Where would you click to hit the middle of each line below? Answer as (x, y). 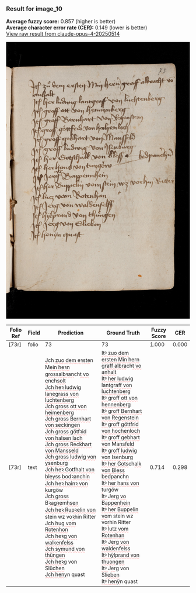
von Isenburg (117, 457)
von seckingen (62, 425)
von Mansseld (62, 451)
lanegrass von (62, 394)
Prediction (71, 333)
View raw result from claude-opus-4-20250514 (63, 34)
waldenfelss (116, 549)
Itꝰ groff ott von (120, 398)
